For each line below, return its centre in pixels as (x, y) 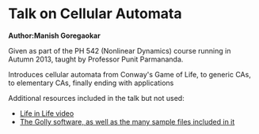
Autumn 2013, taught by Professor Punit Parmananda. (96, 59)
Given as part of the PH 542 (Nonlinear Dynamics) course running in (120, 50)
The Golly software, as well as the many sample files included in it (127, 121)
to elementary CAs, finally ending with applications (91, 83)
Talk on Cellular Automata (95, 14)
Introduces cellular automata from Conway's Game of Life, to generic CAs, (129, 74)
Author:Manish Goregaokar (54, 35)
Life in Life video (47, 113)
